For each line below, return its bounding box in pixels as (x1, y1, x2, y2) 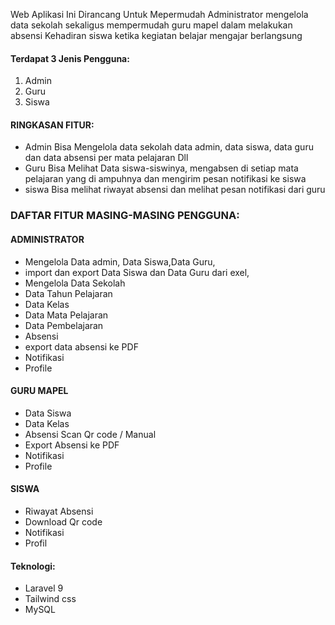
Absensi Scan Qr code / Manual (24, 428, 157, 440)
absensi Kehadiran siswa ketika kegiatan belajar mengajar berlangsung (10, 30, 303, 41)
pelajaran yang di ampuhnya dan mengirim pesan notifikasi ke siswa (24, 173, 307, 185)
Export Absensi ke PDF (24, 439, 120, 451)
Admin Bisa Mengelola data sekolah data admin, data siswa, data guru (24, 141, 314, 153)
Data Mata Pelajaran (24, 309, 109, 321)
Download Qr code (24, 515, 103, 528)
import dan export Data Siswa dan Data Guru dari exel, (24, 266, 250, 278)
